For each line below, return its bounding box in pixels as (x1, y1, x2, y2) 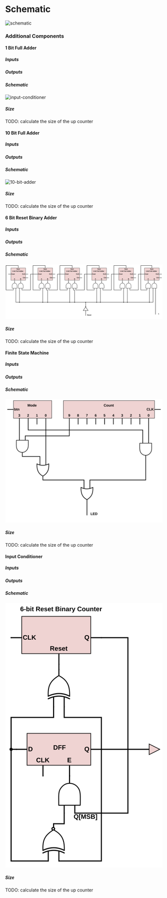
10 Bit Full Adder (5, 130, 40, 136)
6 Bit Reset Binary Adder (5, 215, 57, 221)
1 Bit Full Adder (5, 45, 37, 51)
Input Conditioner (5, 553, 43, 559)
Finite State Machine (5, 349, 49, 356)
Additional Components (5, 33, 64, 40)
